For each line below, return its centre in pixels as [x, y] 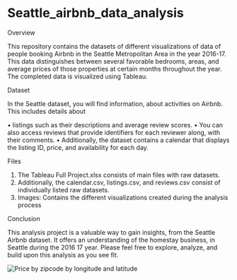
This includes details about [47, 111]
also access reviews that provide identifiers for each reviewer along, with [114, 132]
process [29, 205]
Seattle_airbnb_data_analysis [96, 13]
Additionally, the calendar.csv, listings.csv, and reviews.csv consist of [119, 182]
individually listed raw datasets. [63, 189]
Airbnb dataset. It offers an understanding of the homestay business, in [111, 240]
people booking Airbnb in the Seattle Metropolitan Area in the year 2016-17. [117, 54]
